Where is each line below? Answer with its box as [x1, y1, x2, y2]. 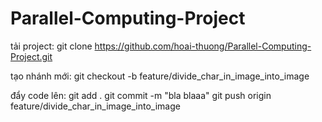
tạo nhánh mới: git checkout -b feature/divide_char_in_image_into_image [10, 70, 310, 82]
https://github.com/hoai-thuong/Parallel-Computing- [94, 40, 312, 52]
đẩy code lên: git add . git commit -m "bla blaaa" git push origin [10, 89, 272, 101]
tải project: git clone [10, 40, 93, 52]
